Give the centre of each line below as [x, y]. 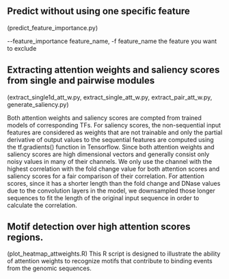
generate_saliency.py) [38, 104]
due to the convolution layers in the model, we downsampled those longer [111, 191]
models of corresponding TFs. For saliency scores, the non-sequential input [114, 125]
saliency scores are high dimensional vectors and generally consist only [108, 154]
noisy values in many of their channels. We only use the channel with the [110, 161]
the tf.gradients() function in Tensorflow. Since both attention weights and [111, 147]
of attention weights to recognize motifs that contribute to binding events [110, 261]
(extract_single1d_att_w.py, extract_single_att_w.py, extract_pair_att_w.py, [110, 97]
